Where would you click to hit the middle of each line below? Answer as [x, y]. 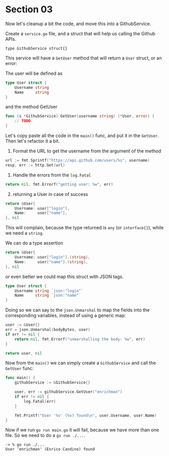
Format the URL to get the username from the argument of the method [87, 151]
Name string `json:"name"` [48, 295]
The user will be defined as [34, 73]
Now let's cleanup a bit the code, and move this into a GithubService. [78, 24]
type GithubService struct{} [36, 48]
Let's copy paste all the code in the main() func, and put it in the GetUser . [82, 136]
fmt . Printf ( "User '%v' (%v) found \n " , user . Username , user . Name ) [86, 415]
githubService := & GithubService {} [52, 383]
